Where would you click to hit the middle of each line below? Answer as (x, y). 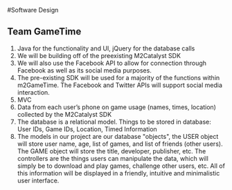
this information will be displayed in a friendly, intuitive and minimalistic (118, 173)
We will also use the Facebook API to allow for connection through (111, 63)
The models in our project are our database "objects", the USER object (118, 136)
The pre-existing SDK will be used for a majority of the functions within (118, 77)
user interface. (38, 180)
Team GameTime (44, 31)
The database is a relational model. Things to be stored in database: (114, 122)
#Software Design (33, 10)
